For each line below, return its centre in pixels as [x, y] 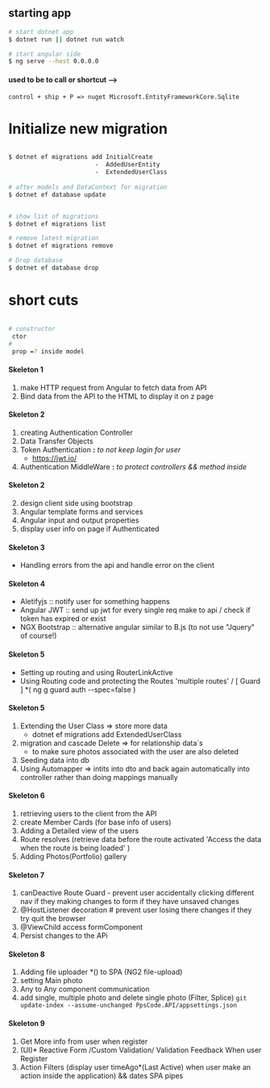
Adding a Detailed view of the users [79, 831]
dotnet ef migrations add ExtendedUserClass [107, 734]
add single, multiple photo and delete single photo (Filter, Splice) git [133, 998]
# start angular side [45, 54]
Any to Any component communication [85, 989]
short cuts [44, 300]
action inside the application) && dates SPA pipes [102, 1075]
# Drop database [35, 261]
